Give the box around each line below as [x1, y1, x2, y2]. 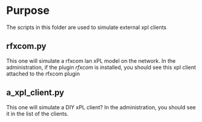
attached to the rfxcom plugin [6, 70, 80, 77]
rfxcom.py [6, 41, 46, 51]
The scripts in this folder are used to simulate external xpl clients [6, 24, 167, 31]
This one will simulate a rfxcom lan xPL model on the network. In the [6, 57, 176, 64]
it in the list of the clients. [6, 110, 69, 117]
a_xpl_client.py [6, 88, 65, 98]
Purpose [6, 4, 50, 18]
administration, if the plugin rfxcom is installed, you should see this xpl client [6, 63, 196, 71]
